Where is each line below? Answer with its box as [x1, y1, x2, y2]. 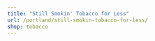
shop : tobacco [7, 23, 49, 30]
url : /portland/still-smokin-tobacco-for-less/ [7, 17, 149, 24]
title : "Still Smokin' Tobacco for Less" [7, 10, 130, 17]
